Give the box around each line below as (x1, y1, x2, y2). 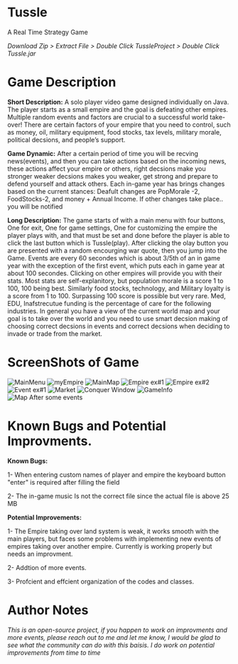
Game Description (7, 74, 117, 90)
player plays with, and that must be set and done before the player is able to (7, 231, 230, 239)
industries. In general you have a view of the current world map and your (7, 307, 220, 315)
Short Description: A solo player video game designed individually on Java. (7, 98, 229, 106)
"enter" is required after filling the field (7, 478, 120, 486)
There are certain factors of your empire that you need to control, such (23, 120, 231, 129)
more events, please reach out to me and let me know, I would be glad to (7, 633, 221, 641)
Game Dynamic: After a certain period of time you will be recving (7, 149, 199, 157)
